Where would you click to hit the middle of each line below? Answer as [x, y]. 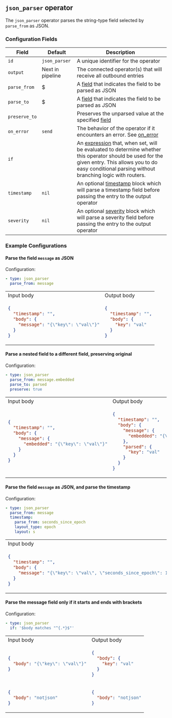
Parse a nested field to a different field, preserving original [69, 354]
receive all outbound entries [110, 76]
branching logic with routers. [111, 175]
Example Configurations [36, 246]
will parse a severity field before [115, 218]
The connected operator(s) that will [119, 69]
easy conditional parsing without [116, 169]
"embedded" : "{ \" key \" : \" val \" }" [66, 444]
